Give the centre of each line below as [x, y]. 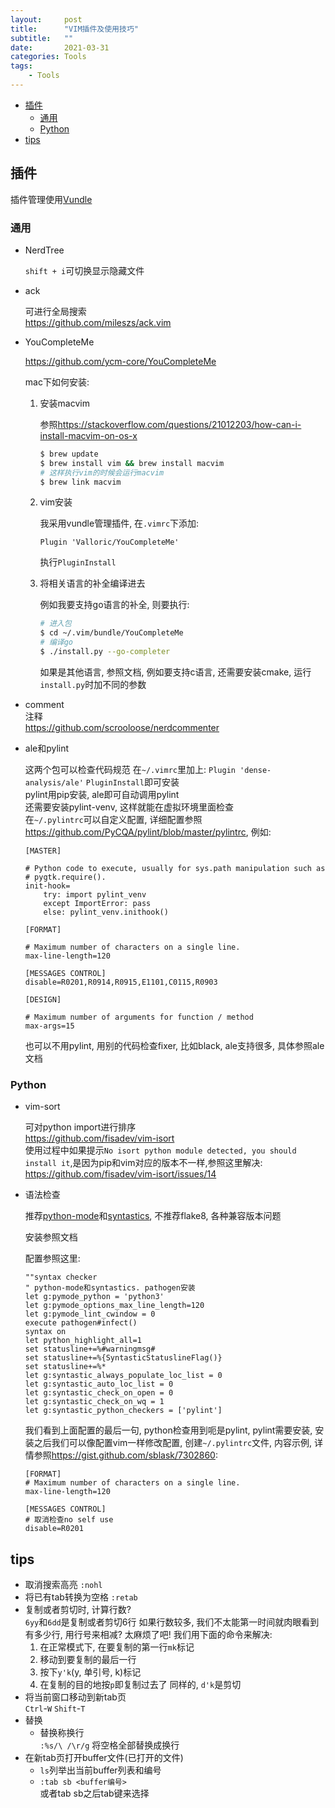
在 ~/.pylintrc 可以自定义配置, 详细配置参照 [113, 819]
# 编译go [56, 642]
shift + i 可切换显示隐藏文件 [84, 270]
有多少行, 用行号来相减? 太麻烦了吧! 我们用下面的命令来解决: [148, 1635]
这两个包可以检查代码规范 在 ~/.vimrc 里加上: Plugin [130, 769]
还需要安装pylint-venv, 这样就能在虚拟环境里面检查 [129, 807]
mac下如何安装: [57, 382]
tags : [21, 66]
